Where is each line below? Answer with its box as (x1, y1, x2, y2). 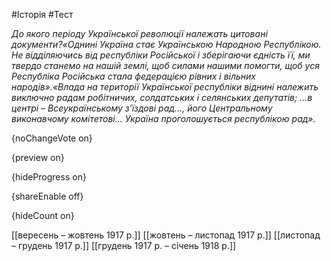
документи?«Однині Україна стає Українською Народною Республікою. (11, 39, 322, 50)
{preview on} (11, 152, 65, 163)
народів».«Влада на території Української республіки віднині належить (11, 81, 319, 93)
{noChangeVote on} (11, 132, 93, 144)
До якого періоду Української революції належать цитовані (11, 28, 268, 39)
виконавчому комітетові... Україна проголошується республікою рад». (11, 113, 316, 124)
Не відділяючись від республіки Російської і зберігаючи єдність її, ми (11, 49, 311, 61)
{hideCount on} (11, 210, 75, 221)
